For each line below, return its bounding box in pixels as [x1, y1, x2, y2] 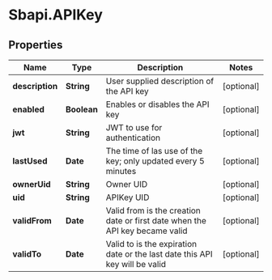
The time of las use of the [105, 146, 203, 156]
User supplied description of [105, 75, 215, 87]
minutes [105, 166, 137, 176]
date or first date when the [105, 215, 206, 226]
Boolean [65, 104, 99, 115]
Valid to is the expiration [105, 239, 197, 249]
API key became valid [105, 225, 188, 236]
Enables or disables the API [105, 99, 210, 110]
